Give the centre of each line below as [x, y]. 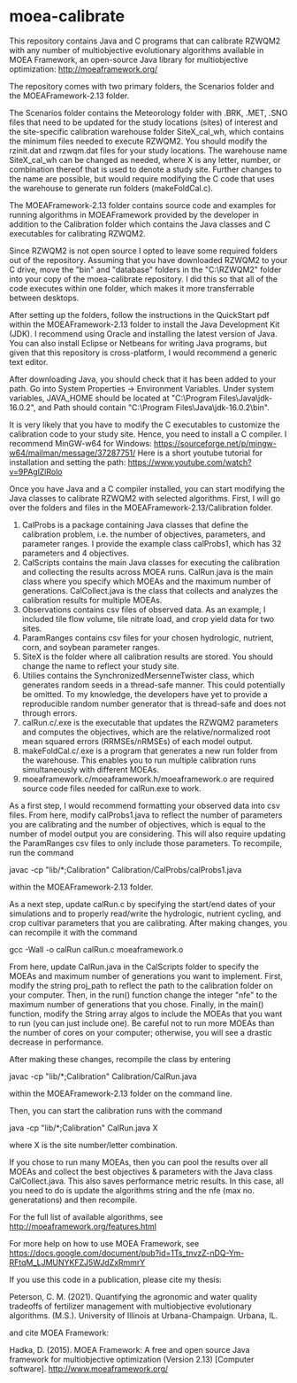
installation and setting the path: [68, 462]
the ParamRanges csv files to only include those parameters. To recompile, [146, 843]
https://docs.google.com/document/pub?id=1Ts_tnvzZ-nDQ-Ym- [127, 1253]
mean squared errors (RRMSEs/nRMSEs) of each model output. [137, 741]
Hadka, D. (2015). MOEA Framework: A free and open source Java [129, 1349]
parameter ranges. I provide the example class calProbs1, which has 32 [152, 543]
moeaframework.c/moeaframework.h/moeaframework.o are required [148, 779]
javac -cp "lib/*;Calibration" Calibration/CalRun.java [103, 1076]
